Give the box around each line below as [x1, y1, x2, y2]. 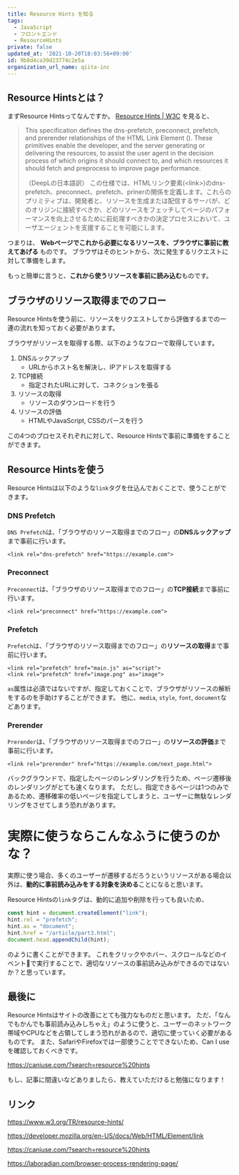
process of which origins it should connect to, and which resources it [24, 156, 228, 165]
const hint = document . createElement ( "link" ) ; [7, 910, 148, 917]
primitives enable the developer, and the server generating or [24, 141, 205, 150]
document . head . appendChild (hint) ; [7, 936, 111, 943]
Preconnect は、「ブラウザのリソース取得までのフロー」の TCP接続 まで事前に [7, 584, 230, 593]
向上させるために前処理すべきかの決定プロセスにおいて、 [56, 215, 225, 223]
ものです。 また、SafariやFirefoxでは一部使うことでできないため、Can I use [7, 1037, 230, 1046]
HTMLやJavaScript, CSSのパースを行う [28, 417, 144, 425]
